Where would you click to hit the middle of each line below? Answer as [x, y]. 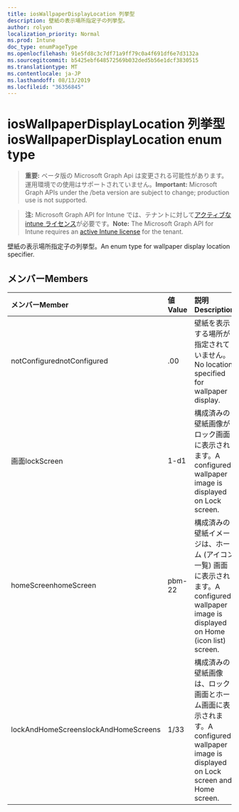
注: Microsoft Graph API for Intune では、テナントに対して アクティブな [128, 215]
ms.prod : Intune [31, 41]
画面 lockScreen [37, 461]
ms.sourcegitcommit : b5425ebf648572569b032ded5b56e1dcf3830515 [103, 61]
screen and [213, 780]
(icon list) [210, 640]
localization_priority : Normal [54, 34]
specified [210, 373]
